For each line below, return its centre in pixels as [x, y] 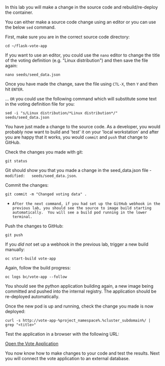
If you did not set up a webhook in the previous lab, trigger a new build [77, 244]
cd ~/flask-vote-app [26, 46]
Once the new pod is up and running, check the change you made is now [79, 306]
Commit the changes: [27, 185]
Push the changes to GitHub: [34, 226]
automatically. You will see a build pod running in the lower [80, 212]
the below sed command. [30, 27]
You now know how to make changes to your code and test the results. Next [82, 353]
